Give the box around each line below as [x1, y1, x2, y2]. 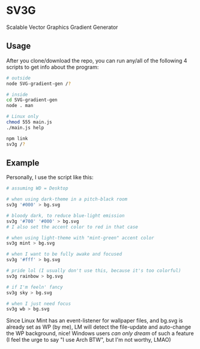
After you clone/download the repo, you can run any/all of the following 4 [6, 57, 187, 64]
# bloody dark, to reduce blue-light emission [6, 212, 125, 218]
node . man [6, 103, 34, 109]
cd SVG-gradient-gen [6, 97, 58, 103]
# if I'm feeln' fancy [6, 284, 63, 290]
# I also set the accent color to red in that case [6, 224, 138, 230]
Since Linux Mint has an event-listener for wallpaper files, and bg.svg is [6, 317, 183, 324]
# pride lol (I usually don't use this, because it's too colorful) [6, 268, 181, 274]
